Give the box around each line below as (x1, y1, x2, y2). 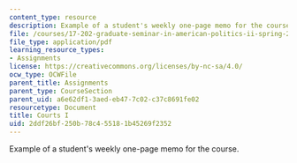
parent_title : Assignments (9, 78, 109, 87)
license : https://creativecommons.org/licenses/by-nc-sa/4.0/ (9, 63, 243, 71)
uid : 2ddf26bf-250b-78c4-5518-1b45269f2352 (9, 120, 172, 129)
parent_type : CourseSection (9, 86, 113, 95)
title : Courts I (9, 111, 69, 120)
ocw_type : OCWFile (9, 70, 77, 79)
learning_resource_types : (9, 46, 104, 55)
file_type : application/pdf (9, 37, 113, 47)
